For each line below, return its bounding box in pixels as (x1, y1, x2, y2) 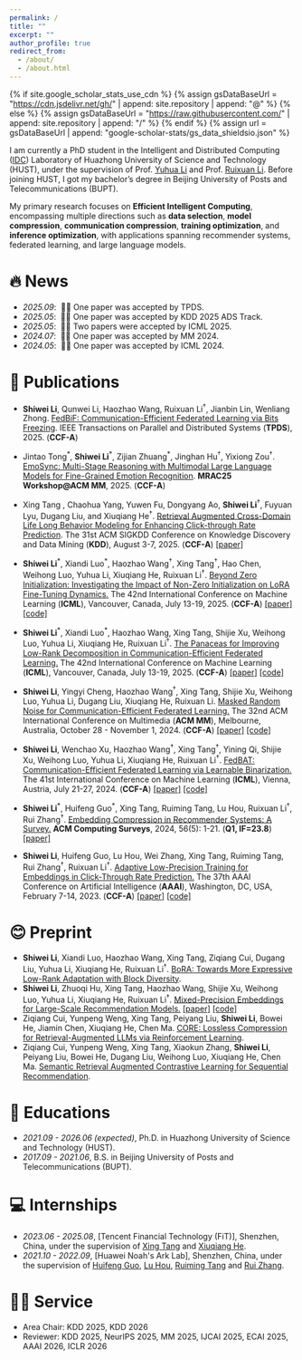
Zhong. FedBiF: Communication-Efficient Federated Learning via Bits (22, 413, 278, 424)
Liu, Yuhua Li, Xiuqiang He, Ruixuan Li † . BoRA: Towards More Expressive (22, 961, 293, 974)
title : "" (9, 22, 47, 31)
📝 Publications (9, 372, 120, 392)
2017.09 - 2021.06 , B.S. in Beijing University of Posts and (22, 1152, 234, 1162)
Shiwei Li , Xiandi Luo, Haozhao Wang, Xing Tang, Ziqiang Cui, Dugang (22, 952, 286, 963)
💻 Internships (9, 1195, 118, 1215)
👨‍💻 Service (9, 1292, 93, 1312)
